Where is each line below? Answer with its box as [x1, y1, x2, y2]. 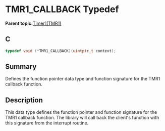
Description [5, 96, 43, 104]
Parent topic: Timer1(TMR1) [5, 20, 62, 26]
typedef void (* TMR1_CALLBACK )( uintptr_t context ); [5, 48, 116, 54]
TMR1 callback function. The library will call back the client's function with [5, 115, 159, 121]
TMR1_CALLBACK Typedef [5, 4, 119, 15]
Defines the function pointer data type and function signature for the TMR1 [5, 76, 160, 82]
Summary [5, 62, 37, 71]
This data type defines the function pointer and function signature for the [5, 109, 157, 115]
